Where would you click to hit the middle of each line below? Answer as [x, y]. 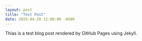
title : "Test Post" [25, 14]
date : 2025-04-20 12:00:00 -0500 [40, 19]
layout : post [19, 10]
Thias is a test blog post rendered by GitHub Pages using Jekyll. [71, 33]
